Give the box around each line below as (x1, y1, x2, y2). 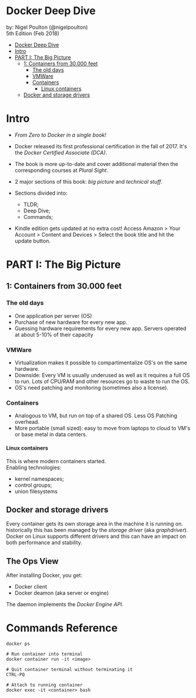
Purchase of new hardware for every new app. (14, 318, 128, 325)
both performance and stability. (6, 539, 82, 546)
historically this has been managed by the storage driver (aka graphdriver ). (6, 527, 188, 534)
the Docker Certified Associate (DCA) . (14, 149, 108, 156)
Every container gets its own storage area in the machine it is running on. (6, 520, 184, 527)
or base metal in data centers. (14, 431, 87, 438)
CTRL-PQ (6, 672, 25, 678)
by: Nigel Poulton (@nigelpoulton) (6, 24, 88, 31)
